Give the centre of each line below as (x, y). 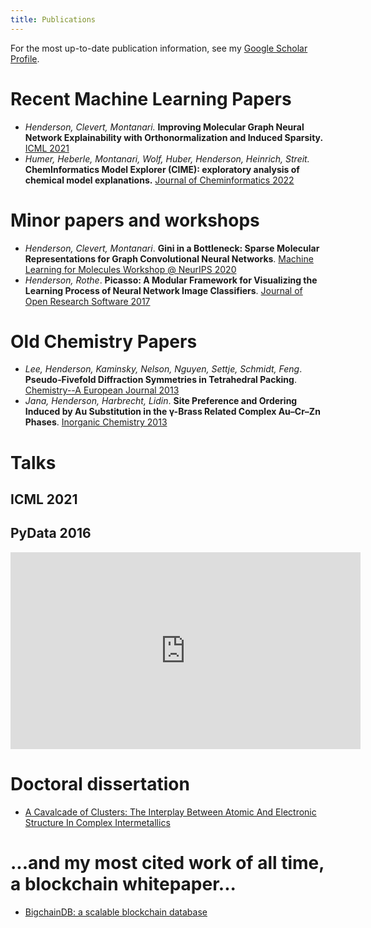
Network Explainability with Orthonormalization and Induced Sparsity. (174, 137)
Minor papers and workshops (135, 220)
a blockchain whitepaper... (123, 883)
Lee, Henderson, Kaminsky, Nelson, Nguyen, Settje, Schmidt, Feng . (163, 369)
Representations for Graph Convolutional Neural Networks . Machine (169, 258)
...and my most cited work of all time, (167, 862)
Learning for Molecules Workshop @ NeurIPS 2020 (130, 269)
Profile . (25, 58)
